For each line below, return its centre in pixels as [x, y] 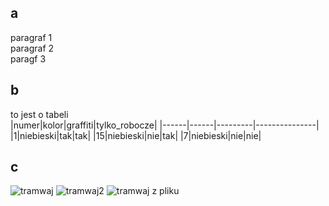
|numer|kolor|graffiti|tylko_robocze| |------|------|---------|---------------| [165, 125]
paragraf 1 [31, 37]
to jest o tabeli [39, 114]
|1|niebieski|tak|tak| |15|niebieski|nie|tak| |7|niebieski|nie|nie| [136, 135]
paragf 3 [28, 58]
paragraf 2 [32, 48]
